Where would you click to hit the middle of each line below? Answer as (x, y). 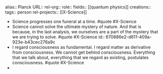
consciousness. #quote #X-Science (48, 63)
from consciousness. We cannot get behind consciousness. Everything (83, 52)
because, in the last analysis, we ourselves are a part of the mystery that (85, 32)
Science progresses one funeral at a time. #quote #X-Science (74, 22)
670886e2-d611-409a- (129, 37)
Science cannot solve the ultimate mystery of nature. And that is (77, 27)
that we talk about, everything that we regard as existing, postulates (80, 57)
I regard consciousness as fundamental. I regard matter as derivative (81, 47)
